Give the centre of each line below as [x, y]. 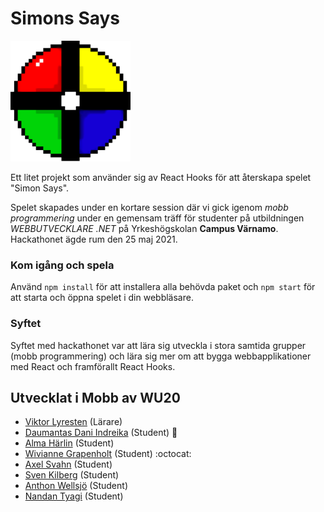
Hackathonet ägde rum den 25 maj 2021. [94, 239]
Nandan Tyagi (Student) [74, 496]
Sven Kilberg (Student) [72, 475]
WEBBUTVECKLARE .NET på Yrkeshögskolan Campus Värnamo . [144, 228]
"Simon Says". [40, 188]
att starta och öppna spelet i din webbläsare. [102, 298]
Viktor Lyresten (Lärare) [73, 422]
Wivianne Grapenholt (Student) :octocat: [108, 454]
